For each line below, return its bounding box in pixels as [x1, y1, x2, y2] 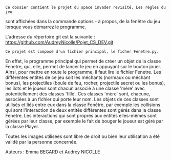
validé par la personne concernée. [5, 139, 78, 145]
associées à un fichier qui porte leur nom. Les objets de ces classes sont [5, 96, 159, 102]
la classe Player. [5, 124, 39, 129]
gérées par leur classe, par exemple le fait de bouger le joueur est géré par [5, 118, 163, 124]
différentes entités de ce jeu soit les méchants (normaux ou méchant [5, 74, 151, 81]
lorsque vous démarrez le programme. [5, 24, 86, 30]
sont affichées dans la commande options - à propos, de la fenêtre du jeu [5, 18, 160, 24]
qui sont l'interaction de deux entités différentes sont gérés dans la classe [5, 107, 161, 113]
